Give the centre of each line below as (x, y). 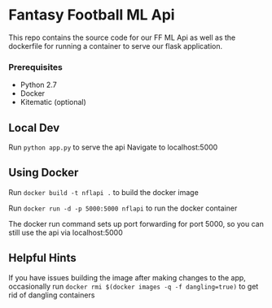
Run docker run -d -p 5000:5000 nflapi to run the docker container (123, 208)
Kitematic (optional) (53, 102)
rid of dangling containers (52, 295)
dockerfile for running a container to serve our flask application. (115, 46)
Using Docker (44, 173)
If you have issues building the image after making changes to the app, (127, 277)
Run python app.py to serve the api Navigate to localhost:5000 (113, 147)
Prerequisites (35, 67)
